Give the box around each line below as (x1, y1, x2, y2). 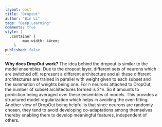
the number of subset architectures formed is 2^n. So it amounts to (5, 86, 140, 92)
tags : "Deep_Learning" (5, 20, 51, 26)
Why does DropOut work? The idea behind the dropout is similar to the (5, 61, 148, 67)
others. (5, 117, 19, 123)
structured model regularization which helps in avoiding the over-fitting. (5, 97, 149, 102)
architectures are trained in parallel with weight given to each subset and (5, 76, 151, 82)
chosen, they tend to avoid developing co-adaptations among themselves (5, 107, 153, 113)
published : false (5, 47, 40, 52)
